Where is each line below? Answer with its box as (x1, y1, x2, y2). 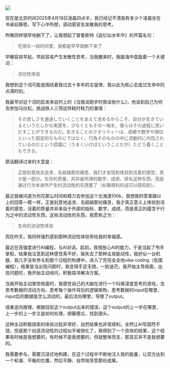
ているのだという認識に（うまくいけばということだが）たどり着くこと (17, 141, 164, 147)
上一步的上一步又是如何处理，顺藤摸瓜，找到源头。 (5, 311, 112, 316)
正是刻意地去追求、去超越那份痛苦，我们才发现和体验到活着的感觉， (17, 169, 160, 175)
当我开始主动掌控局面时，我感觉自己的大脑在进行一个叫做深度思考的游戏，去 (5, 281, 165, 287)
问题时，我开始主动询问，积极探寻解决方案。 (9, 270, 103, 275)
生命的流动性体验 (17, 223, 54, 229)
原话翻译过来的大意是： (5, 159, 54, 165)
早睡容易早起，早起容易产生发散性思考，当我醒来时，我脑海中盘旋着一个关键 (5, 54, 165, 59)
